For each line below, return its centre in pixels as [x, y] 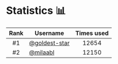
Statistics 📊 [36, 11]
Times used [92, 33]
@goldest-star [49, 42]
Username [49, 33]
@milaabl [41, 52]
